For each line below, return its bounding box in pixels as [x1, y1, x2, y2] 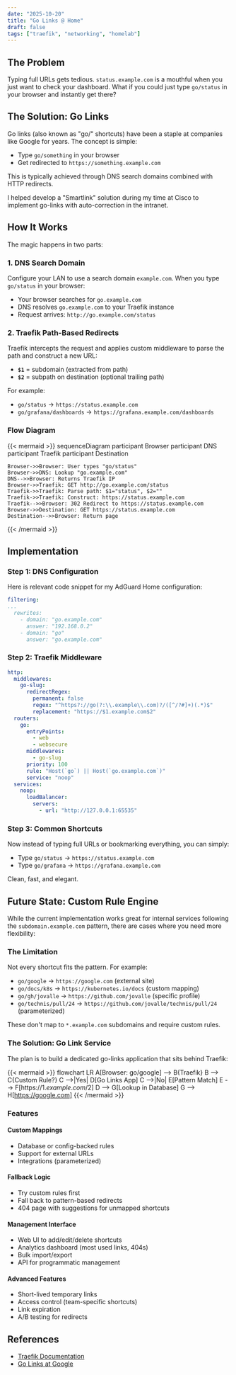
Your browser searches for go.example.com [17, 295, 142, 303]
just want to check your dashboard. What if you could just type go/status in [7, 83, 228, 91]
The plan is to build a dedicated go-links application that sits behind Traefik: [7, 1054, 228, 1063]
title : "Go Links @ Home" [7, 17, 83, 24]
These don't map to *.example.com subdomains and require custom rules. [7, 1021, 221, 1029]
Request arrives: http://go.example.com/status [17, 310, 156, 319]
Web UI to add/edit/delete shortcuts [17, 1235, 122, 1244]
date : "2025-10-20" [7, 10, 65, 18]
